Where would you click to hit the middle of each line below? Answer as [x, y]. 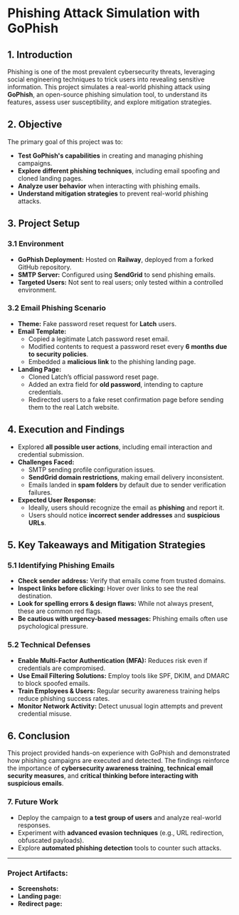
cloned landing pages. [50, 178]
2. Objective [35, 125]
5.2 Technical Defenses [49, 645]
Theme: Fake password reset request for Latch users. [97, 323]
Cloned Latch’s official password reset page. [93, 377]
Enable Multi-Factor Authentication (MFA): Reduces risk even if [112, 660]
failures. [40, 492]
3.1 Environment [36, 244]
